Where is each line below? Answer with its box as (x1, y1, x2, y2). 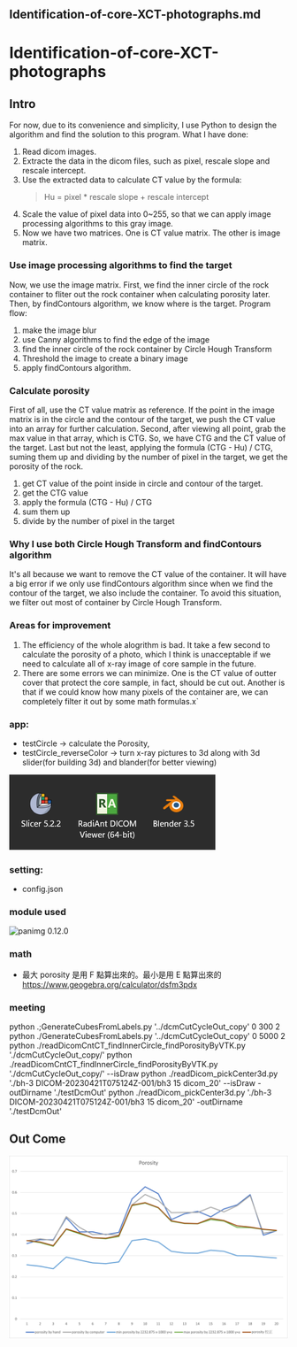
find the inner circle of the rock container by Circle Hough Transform (21, 343, 272, 354)
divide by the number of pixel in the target (21, 515, 175, 526)
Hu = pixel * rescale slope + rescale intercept (43, 192, 209, 203)
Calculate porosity (9, 384, 90, 396)
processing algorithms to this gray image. (21, 219, 174, 229)
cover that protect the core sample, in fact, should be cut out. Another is (21, 677, 286, 688)
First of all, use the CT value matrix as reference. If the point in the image (9, 404, 276, 415)
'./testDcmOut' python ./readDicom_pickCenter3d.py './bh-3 (53, 1088, 272, 1098)
